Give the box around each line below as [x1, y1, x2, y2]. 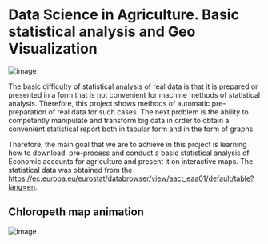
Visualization [8, 40, 98, 58]
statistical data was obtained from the [8, 165, 133, 174]
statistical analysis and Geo [8, 22, 196, 41]
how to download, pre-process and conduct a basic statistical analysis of [8, 148, 250, 158]
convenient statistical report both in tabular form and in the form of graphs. [8, 124, 256, 134]
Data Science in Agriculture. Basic [8, 6, 240, 24]
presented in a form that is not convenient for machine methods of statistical [8, 90, 261, 99]
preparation [8, 106, 47, 117]
